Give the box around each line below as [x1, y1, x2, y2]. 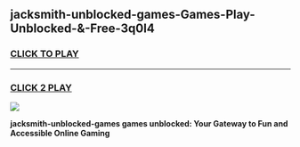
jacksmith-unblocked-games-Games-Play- [10, 7, 255, 22]
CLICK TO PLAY [10, 48, 79, 61]
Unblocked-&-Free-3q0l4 [10, 21, 155, 37]
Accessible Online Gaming [10, 127, 110, 138]
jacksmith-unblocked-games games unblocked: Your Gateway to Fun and [10, 118, 288, 128]
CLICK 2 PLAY [10, 81, 72, 94]
